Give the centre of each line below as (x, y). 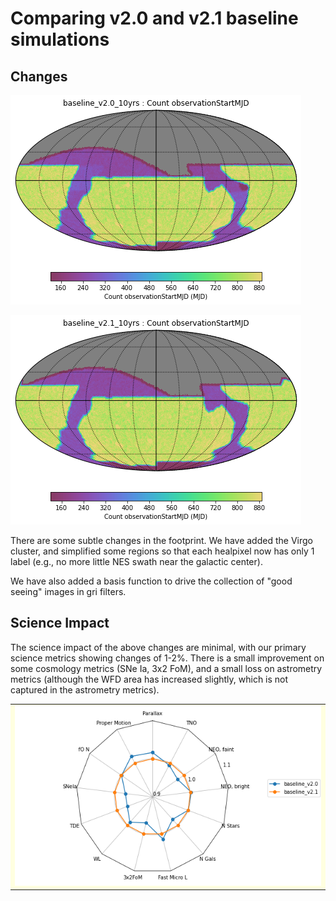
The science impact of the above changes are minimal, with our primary (158, 647)
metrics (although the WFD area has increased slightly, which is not (149, 679)
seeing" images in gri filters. (68, 591)
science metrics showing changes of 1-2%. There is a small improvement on (167, 658)
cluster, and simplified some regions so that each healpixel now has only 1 (162, 551)
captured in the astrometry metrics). (85, 689)
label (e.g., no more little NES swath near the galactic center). (136, 561)
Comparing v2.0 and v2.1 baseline (154, 18)
